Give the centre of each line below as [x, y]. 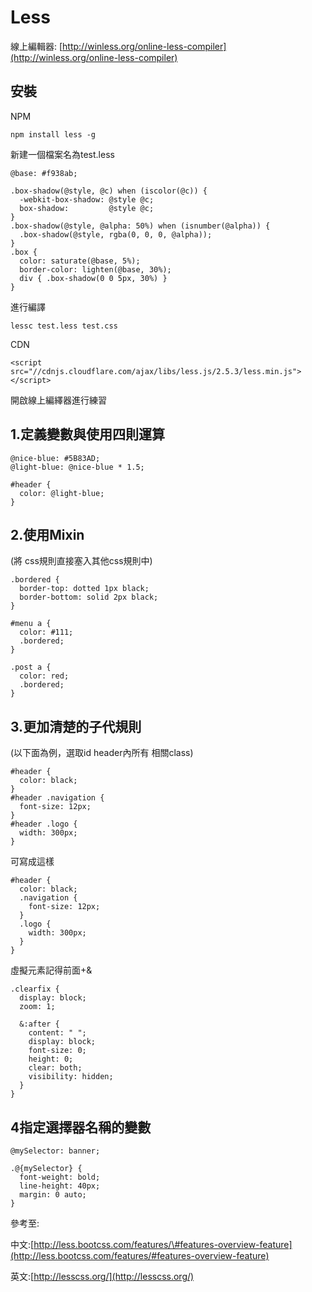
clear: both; [55, 1068]
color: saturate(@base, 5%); [80, 261]
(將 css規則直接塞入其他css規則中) [81, 561]
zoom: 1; [37, 1007]
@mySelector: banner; [55, 1151]
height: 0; [51, 1059]
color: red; [44, 676]
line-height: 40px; [60, 1186]
